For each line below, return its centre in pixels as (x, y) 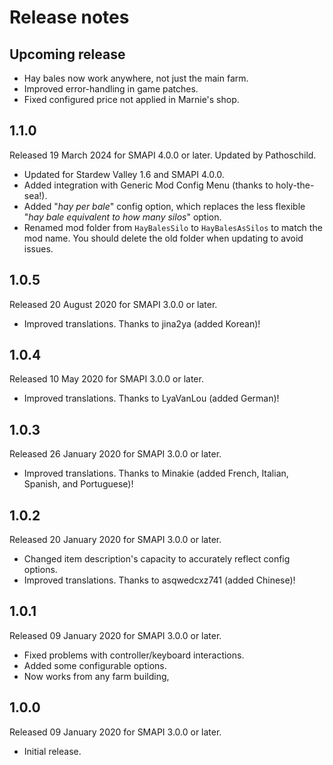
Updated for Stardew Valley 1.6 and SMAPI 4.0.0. (124, 174)
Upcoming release (67, 54)
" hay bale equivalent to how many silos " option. (122, 217)
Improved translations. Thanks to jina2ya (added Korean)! (142, 323)
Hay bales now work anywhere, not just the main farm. (136, 78)
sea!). (35, 195)
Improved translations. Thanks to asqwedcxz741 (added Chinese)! (159, 580)
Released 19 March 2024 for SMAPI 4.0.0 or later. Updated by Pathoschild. (163, 155)
